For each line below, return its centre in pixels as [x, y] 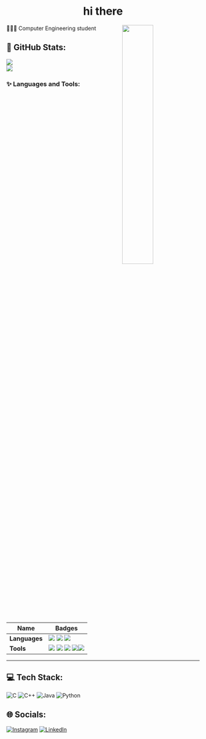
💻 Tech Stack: [35, 677]
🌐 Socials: [26, 715]
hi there [103, 11]
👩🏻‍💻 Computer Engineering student [51, 28]
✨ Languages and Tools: [44, 84]
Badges [66, 628]
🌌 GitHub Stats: [36, 47]
